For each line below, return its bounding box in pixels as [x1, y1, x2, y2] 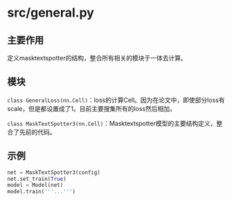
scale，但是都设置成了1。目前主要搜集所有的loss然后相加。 [7, 104, 177, 112]
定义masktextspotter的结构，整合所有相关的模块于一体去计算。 [7, 54, 187, 62]
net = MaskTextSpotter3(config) [7, 168, 100, 176]
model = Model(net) [7, 182, 64, 189]
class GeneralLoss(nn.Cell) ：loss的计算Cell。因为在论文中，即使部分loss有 [7, 96, 225, 104]
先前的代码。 [19, 128, 56, 136]
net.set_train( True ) [7, 175, 67, 182]
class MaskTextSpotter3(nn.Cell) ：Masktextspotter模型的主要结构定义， [7, 119, 217, 128]
